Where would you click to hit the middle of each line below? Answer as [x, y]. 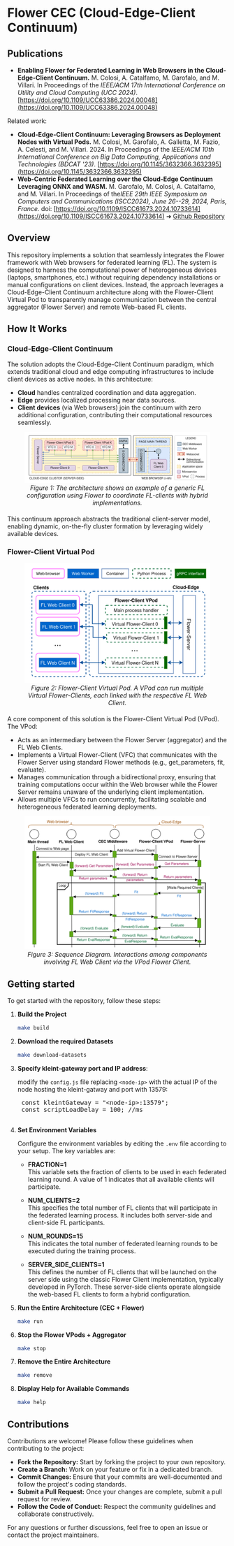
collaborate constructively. [56, 1514]
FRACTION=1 [47, 1164]
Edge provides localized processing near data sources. [97, 400]
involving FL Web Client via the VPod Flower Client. [117, 962]
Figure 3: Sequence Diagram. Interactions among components [117, 955]
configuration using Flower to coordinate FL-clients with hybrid [117, 495]
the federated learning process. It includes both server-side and [120, 1215]
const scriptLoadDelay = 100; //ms [82, 1110]
